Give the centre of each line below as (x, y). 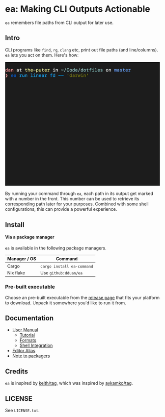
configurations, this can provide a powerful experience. (61, 209)
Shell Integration (36, 345)
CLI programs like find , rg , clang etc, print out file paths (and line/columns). (82, 49)
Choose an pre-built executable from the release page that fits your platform (82, 297)
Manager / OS (22, 259)
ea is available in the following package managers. (56, 248)
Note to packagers (31, 356)
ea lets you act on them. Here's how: (42, 55)
